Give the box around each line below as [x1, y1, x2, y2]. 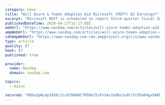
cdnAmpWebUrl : [5, 35, 34, 40]
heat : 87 [5, 48, 23, 53]
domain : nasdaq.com [9, 70, 50, 76]
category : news [5, 7, 36, 12]
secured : [5, 92, 23, 98]
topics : [5, 79, 21, 84]
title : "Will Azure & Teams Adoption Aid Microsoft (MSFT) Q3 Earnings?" [5, 12, 160, 17]
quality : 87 [5, 43, 29, 48]
